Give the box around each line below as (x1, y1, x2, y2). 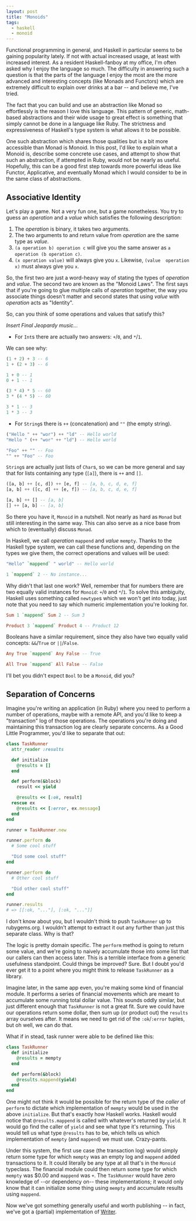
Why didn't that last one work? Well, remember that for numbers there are (6, 582, 184, 589)
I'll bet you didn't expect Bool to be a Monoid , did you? (6, 672, 135, 679)
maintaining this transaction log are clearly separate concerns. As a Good (6, 723, 183, 730)
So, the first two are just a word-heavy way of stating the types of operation (6, 274, 190, 281)
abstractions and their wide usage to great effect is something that (22, 114, 183, 121)
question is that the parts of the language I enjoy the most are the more (6, 72, 177, 79)
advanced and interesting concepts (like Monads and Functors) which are (6, 77, 184, 85)
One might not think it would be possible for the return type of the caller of (6, 1098, 186, 1105)
